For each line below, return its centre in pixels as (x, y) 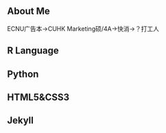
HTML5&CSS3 (38, 97)
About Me (28, 11)
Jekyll (21, 120)
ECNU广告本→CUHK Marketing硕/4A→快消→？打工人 (83, 28)
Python (23, 74)
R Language (33, 51)
